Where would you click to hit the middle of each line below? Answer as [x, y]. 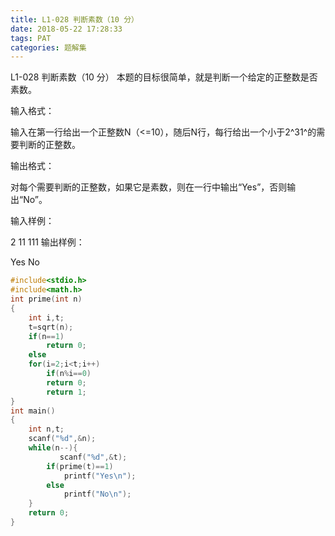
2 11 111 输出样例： [47, 242]
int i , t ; [46, 317]
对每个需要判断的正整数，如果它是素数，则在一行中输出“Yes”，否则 [149, 187]
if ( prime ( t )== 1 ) [80, 466]
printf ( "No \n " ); [97, 494]
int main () [33, 411]
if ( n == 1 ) [46, 336]
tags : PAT [31, 38]
